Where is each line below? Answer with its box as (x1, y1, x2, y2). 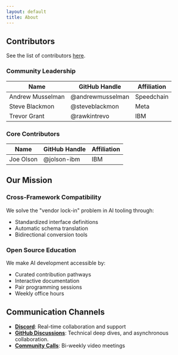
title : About (6, 14, 39, 20)
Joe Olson (9, 155, 38, 163)
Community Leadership (6, 67, 76, 75)
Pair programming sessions (14, 284, 82, 291)
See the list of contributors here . (6, 52, 86, 60)
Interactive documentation (14, 277, 80, 284)
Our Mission (6, 175, 52, 185)
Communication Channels (6, 307, 105, 317)
